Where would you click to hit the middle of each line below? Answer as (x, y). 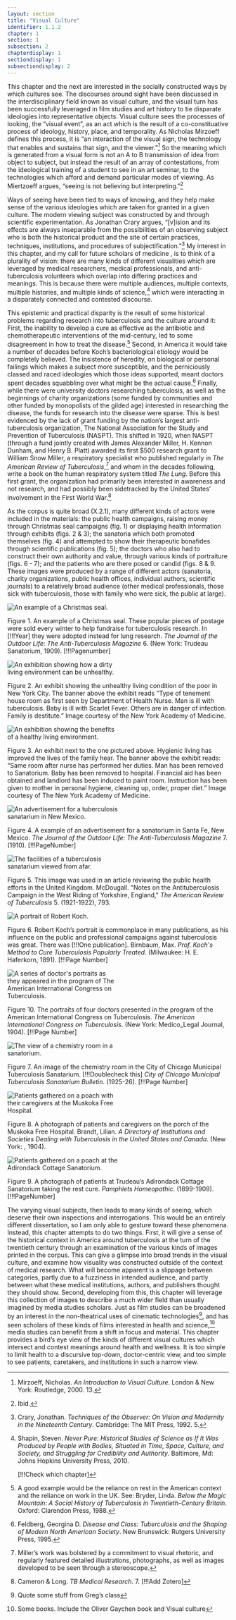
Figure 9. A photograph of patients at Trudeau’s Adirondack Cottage (106, 1181)
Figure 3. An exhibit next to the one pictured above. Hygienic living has (110, 750)
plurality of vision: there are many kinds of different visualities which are (111, 261)
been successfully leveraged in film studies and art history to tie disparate (114, 109)
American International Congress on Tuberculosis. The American (101, 1017)
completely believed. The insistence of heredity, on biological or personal (113, 359)
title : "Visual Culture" (44, 20)
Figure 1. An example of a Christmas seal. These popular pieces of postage (116, 620)
